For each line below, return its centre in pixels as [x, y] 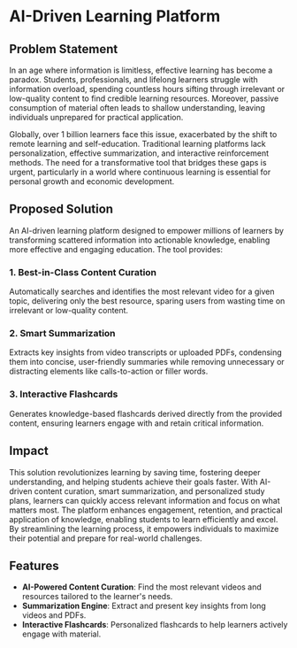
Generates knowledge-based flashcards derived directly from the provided [146, 413]
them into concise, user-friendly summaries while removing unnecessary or [147, 362]
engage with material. [61, 634]
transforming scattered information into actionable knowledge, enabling [140, 240]
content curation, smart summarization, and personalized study [149, 491]
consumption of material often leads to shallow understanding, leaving [137, 108]
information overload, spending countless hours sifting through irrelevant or [147, 89]
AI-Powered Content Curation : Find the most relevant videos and [142, 587]
